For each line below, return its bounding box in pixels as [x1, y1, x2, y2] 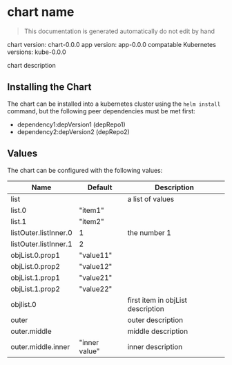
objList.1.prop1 [10, 272, 61, 282]
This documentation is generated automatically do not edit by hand [23, 27, 215, 35]
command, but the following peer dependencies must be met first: [7, 106, 195, 115]
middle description [127, 326, 188, 336]
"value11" [79, 250, 113, 260]
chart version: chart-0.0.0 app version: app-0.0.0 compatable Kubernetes [7, 40, 216, 48]
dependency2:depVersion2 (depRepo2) [17, 127, 130, 135]
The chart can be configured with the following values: [7, 166, 163, 174]
